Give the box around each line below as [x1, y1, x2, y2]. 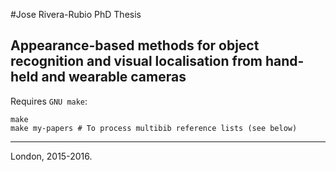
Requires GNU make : [10, 95, 88, 107]
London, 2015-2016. [10, 150, 93, 162]
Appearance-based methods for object [10, 37, 260, 54]
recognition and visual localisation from [10, 53, 263, 70]
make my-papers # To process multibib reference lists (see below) [10, 123, 298, 133]
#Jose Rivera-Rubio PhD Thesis [10, 9, 142, 20]
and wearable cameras [41, 69, 187, 86]
